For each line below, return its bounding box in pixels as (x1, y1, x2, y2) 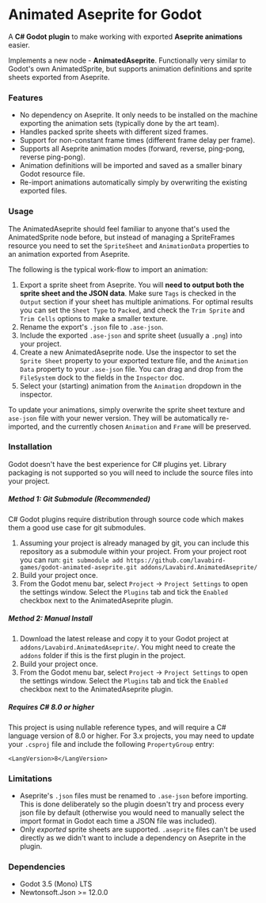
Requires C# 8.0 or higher (8, 702, 95, 712)
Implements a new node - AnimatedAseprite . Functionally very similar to (8, 55, 247, 65)
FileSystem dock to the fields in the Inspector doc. (19, 373, 184, 382)
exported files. (19, 186, 67, 196)
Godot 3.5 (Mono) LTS (19, 879, 93, 889)
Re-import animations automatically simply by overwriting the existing (19, 178, 248, 187)
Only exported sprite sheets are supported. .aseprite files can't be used (19, 825, 256, 834)
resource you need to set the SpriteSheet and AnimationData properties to (8, 240, 249, 251)
